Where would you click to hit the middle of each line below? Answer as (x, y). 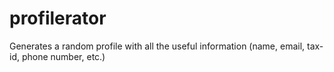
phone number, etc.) (63, 56)
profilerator (58, 18)
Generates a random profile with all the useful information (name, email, (157, 46)
